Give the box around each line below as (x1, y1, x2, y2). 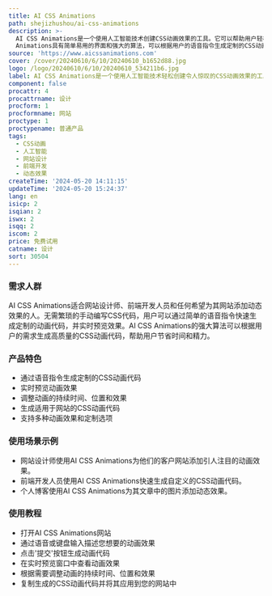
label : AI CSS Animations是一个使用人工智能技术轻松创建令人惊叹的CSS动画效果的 (8, 72, 257, 80)
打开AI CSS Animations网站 (19, 527, 112, 538)
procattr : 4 (8, 87, 49, 95)
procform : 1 (8, 102, 49, 110)
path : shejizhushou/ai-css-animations (8, 19, 139, 27)
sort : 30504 (8, 252, 49, 260)
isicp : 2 (8, 200, 38, 208)
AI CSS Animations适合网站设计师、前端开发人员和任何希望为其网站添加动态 (8, 300, 262, 310)
